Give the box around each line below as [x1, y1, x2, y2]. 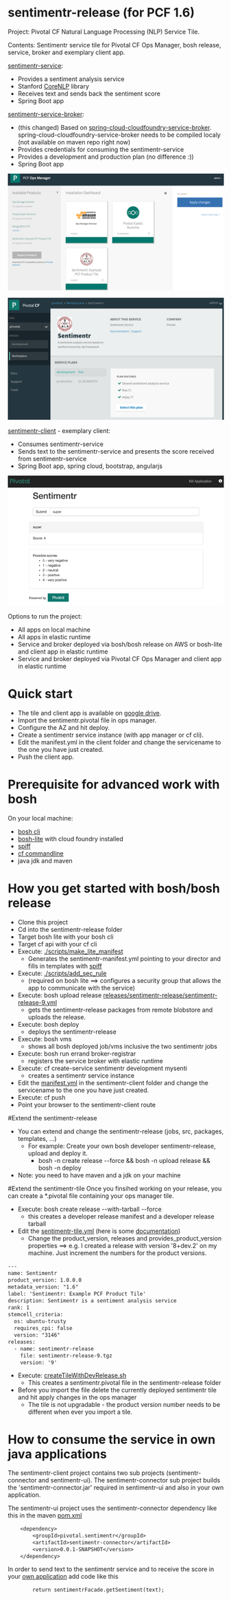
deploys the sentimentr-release [27, 1027, 117, 1036]
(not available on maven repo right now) [17, 137, 131, 146]
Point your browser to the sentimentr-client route [17, 1100, 156, 1109]
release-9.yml [17, 998, 58, 1006]
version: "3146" [14, 1331, 60, 1338]
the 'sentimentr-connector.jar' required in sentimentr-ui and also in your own [8, 1483, 224, 1492]
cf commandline [17, 849, 64, 857]
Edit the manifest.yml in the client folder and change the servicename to [17, 737, 221, 746]
